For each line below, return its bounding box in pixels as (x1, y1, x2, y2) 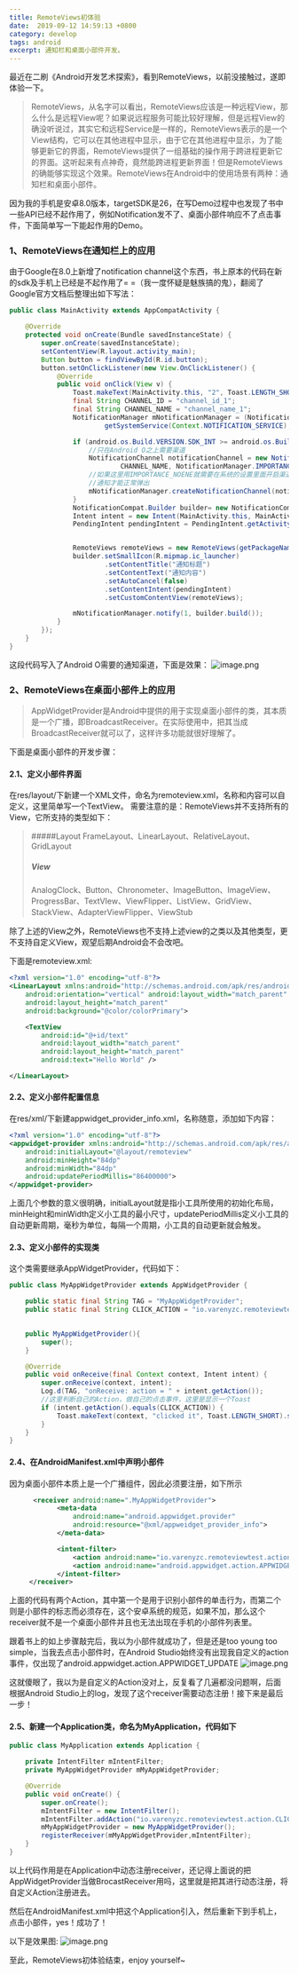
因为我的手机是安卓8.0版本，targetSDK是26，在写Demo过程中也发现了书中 (9, 198, 284, 209)
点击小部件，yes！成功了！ (9, 1916, 108, 1927)
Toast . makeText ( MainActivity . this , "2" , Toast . (72, 388, 252, 398)
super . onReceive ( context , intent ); (41, 1378, 173, 1387)
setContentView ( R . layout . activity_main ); (41, 347, 197, 356)
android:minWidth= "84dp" (25, 1164, 117, 1173)
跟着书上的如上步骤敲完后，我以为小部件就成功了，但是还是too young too (9, 1636, 278, 1646)
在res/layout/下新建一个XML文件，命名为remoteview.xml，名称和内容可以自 (9, 790, 286, 801)
